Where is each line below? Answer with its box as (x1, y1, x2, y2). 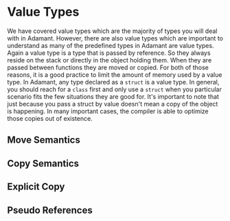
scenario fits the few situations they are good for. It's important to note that (7, 92, 220, 100)
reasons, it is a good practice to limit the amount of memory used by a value (7, 70, 222, 79)
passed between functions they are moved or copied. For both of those (7, 63, 209, 71)
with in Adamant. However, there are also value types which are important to (7, 34, 223, 42)
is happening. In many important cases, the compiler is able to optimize (7, 107, 209, 115)
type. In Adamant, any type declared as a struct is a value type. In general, (7, 78, 220, 86)
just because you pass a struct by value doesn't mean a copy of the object (7, 100, 218, 108)
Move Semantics (7, 135, 80, 146)
